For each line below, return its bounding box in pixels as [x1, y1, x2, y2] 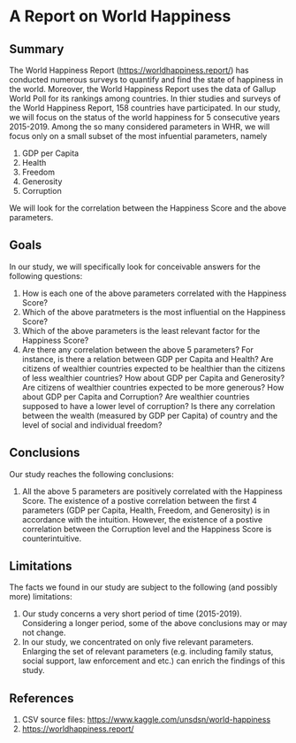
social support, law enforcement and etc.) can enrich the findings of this [21, 655, 285, 666]
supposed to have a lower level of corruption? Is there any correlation [21, 400, 276, 411]
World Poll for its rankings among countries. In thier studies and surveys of [9, 93, 281, 104]
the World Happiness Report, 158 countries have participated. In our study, [9, 103, 281, 112]
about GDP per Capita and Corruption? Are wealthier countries [21, 391, 250, 402]
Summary [9, 42, 65, 57]
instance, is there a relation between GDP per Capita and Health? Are [21, 353, 274, 364]
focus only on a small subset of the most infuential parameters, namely [9, 131, 268, 141]
